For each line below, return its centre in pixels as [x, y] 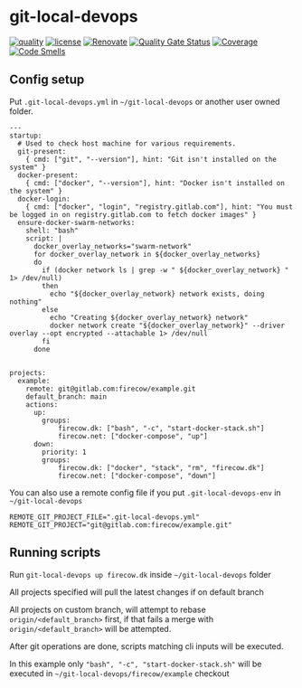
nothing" [26, 302]
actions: [42, 404]
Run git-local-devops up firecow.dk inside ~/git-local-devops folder [140, 574]
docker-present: [48, 175]
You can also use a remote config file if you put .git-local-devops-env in [146, 492]
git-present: [42, 151]
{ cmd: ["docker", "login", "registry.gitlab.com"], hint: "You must [160, 207]
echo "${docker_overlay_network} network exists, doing [157, 294]
